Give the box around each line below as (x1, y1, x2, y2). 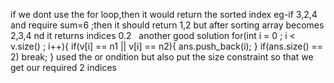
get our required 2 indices (10, 62, 117, 73)
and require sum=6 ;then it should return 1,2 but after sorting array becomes (10, 19, 325, 31)
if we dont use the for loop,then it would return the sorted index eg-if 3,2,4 (10, 9, 318, 20)
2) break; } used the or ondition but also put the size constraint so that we (10, 51, 314, 63)
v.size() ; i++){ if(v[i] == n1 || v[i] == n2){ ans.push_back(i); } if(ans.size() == (10, 40, 324, 52)
